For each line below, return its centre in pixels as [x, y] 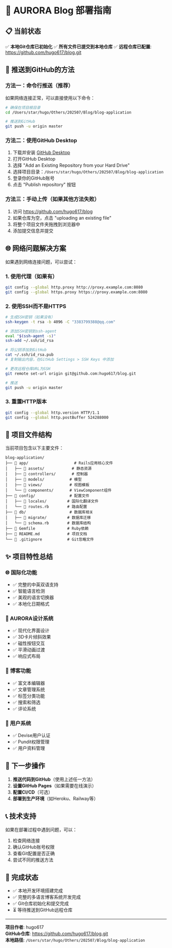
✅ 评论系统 [24, 708]
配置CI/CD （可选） [33, 792]
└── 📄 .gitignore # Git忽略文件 [50, 539]
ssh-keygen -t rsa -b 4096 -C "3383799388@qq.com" [60, 322]
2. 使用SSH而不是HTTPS [36, 306]
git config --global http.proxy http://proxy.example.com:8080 [74, 287]
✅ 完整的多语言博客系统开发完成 [47, 897]
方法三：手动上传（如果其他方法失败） [52, 199]
